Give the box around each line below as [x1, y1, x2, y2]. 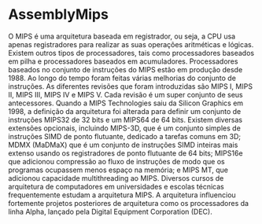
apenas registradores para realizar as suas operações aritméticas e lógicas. [8, 39, 254, 49]
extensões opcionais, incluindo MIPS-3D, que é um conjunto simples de [8, 123, 242, 133]
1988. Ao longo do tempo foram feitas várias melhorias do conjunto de [8, 73, 236, 83]
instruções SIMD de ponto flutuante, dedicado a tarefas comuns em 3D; [8, 131, 242, 141]
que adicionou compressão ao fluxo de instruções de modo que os [8, 156, 226, 166]
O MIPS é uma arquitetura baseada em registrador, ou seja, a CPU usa [8, 31, 236, 41]
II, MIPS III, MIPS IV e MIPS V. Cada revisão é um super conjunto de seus [8, 90, 243, 99]
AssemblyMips [8, 6, 109, 24]
